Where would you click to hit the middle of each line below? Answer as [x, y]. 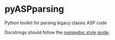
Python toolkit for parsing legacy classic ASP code [56, 23]
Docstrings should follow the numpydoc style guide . [57, 32]
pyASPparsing [34, 9]
